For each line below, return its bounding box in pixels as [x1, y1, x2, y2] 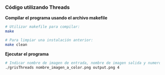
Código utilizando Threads [5, 4, 70, 11]
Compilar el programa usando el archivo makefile [5, 15, 108, 21]
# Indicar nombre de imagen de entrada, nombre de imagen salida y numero [5, 60, 162, 65]
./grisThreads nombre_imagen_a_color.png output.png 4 [5, 65, 120, 70]
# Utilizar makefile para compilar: [5, 24, 80, 29]
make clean [5, 42, 27, 47]
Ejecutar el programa [5, 51, 49, 57]
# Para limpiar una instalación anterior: [5, 38, 93, 43]
